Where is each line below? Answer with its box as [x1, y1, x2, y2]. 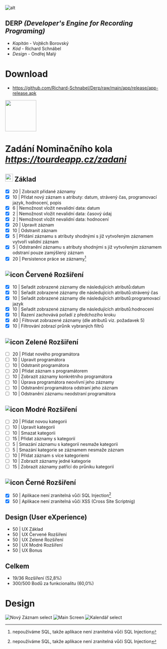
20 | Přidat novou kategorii [12, 418, 67, 424]
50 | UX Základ [12, 526, 43, 532]
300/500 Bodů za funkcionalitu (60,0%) [12, 581, 94, 587]
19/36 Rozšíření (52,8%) [12, 575, 62, 581]
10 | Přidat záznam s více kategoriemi [12, 452, 89, 458]
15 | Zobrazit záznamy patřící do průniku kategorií [12, 463, 114, 469]
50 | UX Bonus [12, 547, 42, 554]
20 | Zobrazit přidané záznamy [12, 188, 76, 194]
